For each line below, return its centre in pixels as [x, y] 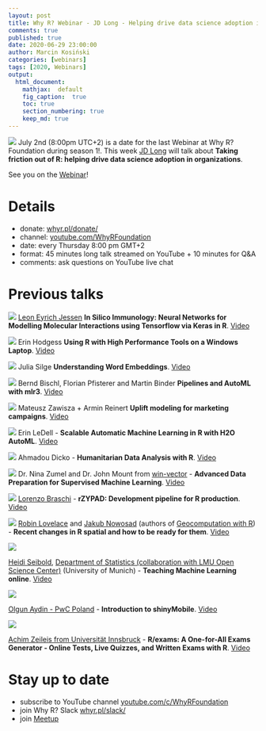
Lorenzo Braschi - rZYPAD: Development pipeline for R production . [129, 498]
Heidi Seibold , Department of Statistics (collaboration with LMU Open [122, 562]
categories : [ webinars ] [47, 60]
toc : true [39, 104]
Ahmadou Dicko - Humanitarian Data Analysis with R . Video [117, 457]
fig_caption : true [55, 97]
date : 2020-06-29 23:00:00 [53, 45]
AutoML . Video [33, 441]
